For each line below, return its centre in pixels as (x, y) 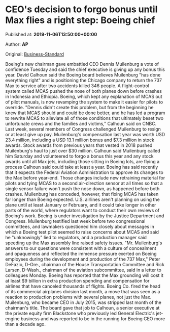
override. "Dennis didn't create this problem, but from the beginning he (79, 107)
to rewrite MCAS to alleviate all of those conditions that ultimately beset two (84, 118)
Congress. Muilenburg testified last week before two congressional (75, 221)
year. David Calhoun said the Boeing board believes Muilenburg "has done (83, 74)
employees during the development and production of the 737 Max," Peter (83, 259)
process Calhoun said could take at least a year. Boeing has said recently (82, 167)
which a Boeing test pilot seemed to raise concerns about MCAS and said (82, 232)
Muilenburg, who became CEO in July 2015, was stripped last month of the (83, 302)
